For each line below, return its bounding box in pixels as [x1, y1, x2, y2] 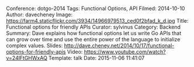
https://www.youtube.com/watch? [84, 48, 166, 55]
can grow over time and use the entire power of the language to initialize [6, 36, 181, 43]
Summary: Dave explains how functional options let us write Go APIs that [6, 30, 182, 37]
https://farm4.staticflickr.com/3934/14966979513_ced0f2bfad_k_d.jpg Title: [6, 17, 189, 24]
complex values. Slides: [6, 42, 63, 49]
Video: [67, 48, 83, 55]
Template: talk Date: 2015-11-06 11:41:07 [49, 55, 145, 61]
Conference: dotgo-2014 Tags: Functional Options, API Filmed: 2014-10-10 [6, 5, 185, 12]
